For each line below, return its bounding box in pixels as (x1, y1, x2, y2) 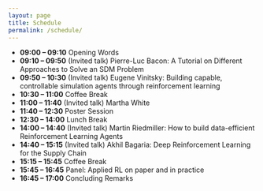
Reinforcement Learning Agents (19, 132, 124, 141)
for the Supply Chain (19, 148, 87, 158)
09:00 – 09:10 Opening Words (19, 48, 120, 58)
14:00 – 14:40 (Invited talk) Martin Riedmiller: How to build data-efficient (19, 123, 255, 133)
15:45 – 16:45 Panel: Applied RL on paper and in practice (19, 165, 205, 174)
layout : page (8, 11, 51, 20)
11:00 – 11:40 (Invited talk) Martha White (19, 98, 150, 107)
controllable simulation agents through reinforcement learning (19, 81, 220, 91)
